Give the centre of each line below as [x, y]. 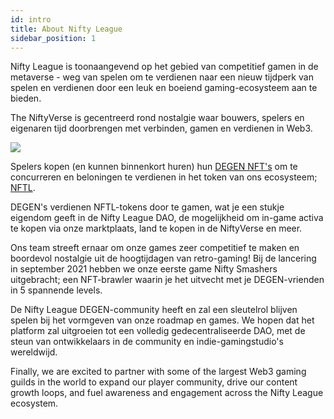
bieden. [26, 98]
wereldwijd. [34, 352]
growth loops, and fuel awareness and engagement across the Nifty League [167, 393]
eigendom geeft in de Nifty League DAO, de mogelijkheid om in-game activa [167, 218]
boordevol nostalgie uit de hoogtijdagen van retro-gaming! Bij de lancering [163, 258]
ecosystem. [34, 403]
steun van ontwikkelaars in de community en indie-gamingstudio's [147, 342]
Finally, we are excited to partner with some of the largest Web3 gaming [158, 372]
